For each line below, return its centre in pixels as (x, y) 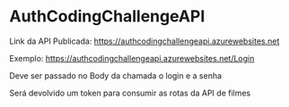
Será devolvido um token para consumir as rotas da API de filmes (130, 93)
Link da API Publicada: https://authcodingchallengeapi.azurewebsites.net (144, 41)
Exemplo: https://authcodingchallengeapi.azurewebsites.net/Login (132, 58)
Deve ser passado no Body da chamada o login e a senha (116, 75)
